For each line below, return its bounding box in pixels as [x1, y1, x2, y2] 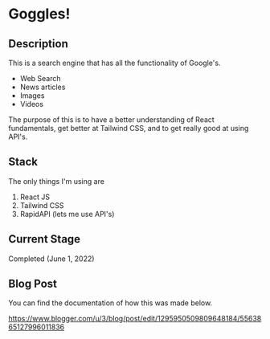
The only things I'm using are [8, 176, 104, 186]
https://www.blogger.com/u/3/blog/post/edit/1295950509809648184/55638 [8, 314, 262, 324]
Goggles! [8, 5, 71, 23]
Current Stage [8, 232, 81, 246]
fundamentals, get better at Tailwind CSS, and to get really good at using [8, 124, 249, 133]
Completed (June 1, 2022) [8, 254, 95, 263]
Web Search [19, 74, 62, 83]
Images [19, 91, 45, 100]
